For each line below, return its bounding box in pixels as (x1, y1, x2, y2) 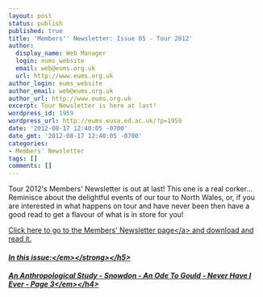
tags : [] (8, 154, 38, 162)
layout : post (8, 11, 52, 20)
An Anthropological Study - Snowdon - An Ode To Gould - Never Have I (8, 271, 252, 281)
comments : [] (8, 162, 52, 170)
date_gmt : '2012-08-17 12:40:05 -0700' (8, 132, 143, 140)
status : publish (8, 19, 63, 27)
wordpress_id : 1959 (8, 110, 74, 118)
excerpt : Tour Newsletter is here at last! (8, 102, 157, 110)
